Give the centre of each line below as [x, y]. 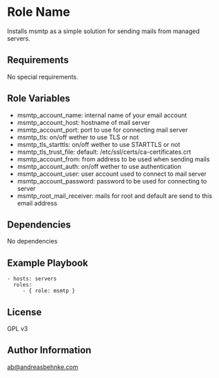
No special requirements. [43, 77]
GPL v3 [18, 329]
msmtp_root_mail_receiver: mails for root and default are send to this [114, 196]
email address [37, 203]
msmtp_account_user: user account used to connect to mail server [112, 174]
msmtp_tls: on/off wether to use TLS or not [78, 137]
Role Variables [39, 98]
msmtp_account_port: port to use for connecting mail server [102, 130]
